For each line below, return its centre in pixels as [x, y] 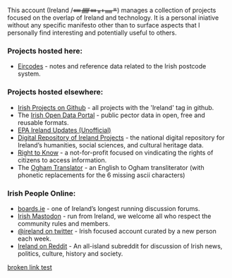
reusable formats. [43, 122]
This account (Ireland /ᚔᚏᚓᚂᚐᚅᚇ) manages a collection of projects [112, 10]
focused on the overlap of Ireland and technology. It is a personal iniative [113, 18]
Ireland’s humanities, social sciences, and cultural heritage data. [110, 145]
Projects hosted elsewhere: [55, 92]
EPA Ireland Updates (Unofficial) [64, 130]
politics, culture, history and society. [70, 253]
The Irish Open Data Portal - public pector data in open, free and [111, 115]
